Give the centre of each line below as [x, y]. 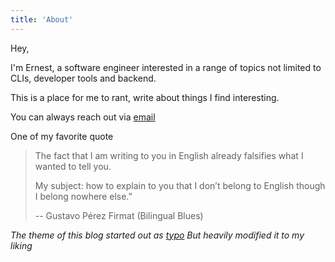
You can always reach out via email [83, 117]
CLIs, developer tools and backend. [83, 78]
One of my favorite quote [62, 136]
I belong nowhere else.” [83, 196]
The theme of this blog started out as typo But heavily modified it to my [157, 235]
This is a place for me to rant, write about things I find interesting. [145, 97]
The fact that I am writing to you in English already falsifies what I [169, 155]
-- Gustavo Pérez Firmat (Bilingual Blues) [119, 215]
